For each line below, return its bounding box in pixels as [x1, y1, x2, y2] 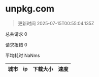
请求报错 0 [5, 41, 27, 48]
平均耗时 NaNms [5, 52, 40, 58]
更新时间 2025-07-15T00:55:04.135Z [17, 20, 94, 26]
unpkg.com [5, 3, 55, 15]
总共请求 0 [5, 31, 27, 37]
